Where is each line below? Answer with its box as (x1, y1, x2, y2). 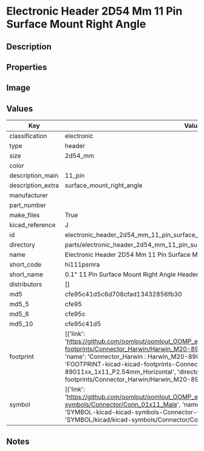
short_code (9, 260, 42, 269)
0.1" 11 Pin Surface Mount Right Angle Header (64, 270, 199, 279)
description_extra (9, 181, 59, 190)
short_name (9, 270, 44, 279)
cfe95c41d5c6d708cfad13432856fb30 (64, 290, 182, 299)
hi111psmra (64, 260, 100, 269)
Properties (6, 62, 47, 72)
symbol (9, 400, 30, 409)
